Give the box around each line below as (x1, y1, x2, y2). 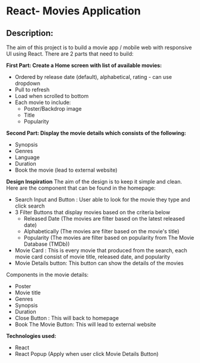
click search (14, 202, 45, 209)
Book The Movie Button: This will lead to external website (14, 321, 156, 328)
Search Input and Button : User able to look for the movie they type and (14, 196, 190, 203)
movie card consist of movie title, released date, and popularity (14, 253, 170, 260)
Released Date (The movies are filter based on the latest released (23, 215, 185, 222)
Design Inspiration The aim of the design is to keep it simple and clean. (6, 178, 182, 185)
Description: (6, 28, 54, 38)
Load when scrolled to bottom (14, 93, 89, 99)
